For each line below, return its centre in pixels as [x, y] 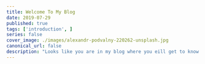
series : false [25, 35]
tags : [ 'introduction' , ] [39, 29]
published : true [27, 23]
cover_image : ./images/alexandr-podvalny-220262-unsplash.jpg [87, 40]
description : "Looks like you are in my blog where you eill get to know [103, 52]
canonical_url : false [34, 46]
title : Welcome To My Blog [41, 12]
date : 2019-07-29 [29, 18]
